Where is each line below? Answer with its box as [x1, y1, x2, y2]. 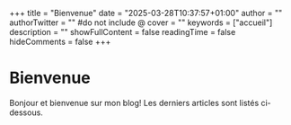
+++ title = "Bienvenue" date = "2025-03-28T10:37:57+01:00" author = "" [9, 8, 283, 18]
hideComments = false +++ [9, 36, 111, 47]
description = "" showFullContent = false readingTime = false [9, 27, 236, 37]
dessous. [9, 107, 43, 118]
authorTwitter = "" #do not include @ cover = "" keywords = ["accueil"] [9, 17, 273, 28]
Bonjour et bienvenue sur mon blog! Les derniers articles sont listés [9, 97, 260, 108]
